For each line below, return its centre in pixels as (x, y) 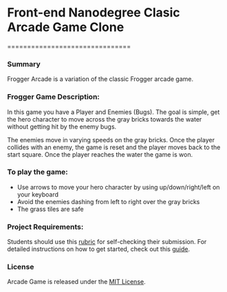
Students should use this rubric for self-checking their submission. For (107, 242)
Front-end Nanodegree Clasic (94, 13)
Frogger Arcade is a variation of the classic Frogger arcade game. (100, 79)
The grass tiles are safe (50, 209)
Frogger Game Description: (53, 97)
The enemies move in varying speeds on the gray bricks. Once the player (111, 139)
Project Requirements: (45, 227)
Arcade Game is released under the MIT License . (76, 282)
